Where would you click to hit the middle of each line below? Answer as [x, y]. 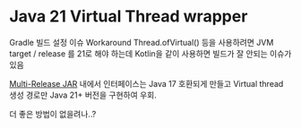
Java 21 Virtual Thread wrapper [129, 17]
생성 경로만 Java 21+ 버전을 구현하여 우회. [83, 95]
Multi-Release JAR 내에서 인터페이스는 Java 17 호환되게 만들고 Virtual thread [146, 83]
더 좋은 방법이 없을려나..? [53, 114]
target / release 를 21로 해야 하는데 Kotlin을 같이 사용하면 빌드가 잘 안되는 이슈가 [150, 53]
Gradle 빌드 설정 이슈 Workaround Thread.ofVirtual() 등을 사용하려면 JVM [142, 42]
